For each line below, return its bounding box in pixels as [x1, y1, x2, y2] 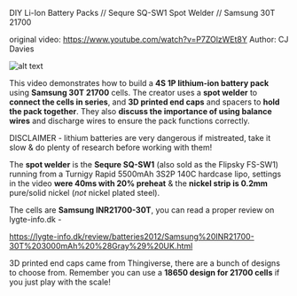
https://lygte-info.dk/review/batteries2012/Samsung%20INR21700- [9, 231, 254, 242]
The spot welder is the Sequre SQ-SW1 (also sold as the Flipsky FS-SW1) [9, 160, 279, 169]
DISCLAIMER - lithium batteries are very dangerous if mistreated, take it [9, 133, 271, 143]
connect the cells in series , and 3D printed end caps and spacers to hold [9, 97, 280, 107]
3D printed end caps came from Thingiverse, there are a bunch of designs [9, 258, 281, 269]
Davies [9, 43, 35, 54]
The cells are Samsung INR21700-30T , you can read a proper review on [9, 205, 275, 215]
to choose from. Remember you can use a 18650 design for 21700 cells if [9, 268, 280, 277]
